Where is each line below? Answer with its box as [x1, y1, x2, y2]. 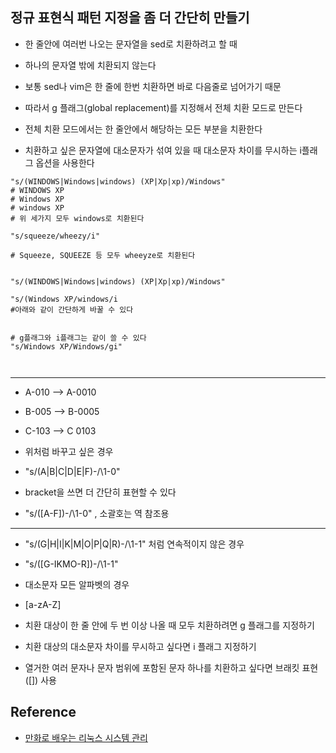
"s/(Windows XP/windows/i [10, 294, 118, 304]
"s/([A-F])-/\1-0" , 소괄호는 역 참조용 [24, 507, 170, 519]
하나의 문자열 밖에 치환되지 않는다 [24, 59, 157, 71]
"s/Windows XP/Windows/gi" [10, 341, 123, 352]
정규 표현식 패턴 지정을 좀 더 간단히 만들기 [10, 9, 250, 27]
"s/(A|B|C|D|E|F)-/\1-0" [24, 465, 121, 477]
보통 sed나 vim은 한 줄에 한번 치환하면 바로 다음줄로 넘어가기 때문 [24, 80, 282, 92]
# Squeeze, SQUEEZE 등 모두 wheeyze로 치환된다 [10, 250, 196, 260]
